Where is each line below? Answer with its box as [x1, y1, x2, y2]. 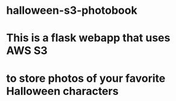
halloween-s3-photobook [6, 4, 137, 17]
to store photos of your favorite [6, 72, 166, 85]
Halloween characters [6, 84, 119, 98]
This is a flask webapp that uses [6, 31, 171, 45]
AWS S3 [6, 44, 48, 58]
